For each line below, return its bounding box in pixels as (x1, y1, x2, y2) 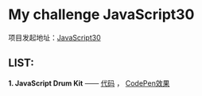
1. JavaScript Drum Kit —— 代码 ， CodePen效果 (8, 78, 170, 88)
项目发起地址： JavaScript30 (8, 33, 101, 42)
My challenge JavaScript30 (8, 6, 195, 24)
